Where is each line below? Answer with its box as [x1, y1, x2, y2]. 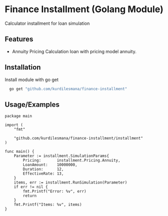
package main [5, 114, 32, 119]
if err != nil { [14, 185, 49, 190]
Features [5, 35, 33, 44]
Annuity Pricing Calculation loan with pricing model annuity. [12, 48, 137, 54]
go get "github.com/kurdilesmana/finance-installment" [9, 86, 128, 92]
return [23, 193, 37, 198]
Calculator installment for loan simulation [5, 20, 90, 26]
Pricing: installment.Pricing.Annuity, [23, 158, 121, 163]
